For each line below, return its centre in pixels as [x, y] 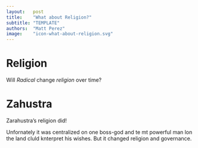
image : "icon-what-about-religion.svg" [60, 34]
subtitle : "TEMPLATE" [33, 23]
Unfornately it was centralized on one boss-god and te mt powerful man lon [99, 132]
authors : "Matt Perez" [36, 28]
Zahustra [29, 104]
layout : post [25, 12]
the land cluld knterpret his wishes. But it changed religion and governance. [99, 138]
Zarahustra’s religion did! [37, 121]
